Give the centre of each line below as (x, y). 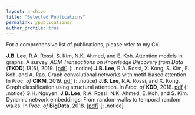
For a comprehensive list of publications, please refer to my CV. (83, 45)
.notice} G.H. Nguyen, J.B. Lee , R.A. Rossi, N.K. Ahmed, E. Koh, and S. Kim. (97, 93)
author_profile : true (33, 28)
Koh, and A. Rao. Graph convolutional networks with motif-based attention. (97, 75)
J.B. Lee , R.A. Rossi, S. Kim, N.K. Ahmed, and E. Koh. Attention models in (94, 56)
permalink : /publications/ (39, 22)
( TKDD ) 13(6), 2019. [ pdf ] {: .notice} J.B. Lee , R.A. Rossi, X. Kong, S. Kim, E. (98, 69)
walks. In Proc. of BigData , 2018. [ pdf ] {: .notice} (65, 106)
